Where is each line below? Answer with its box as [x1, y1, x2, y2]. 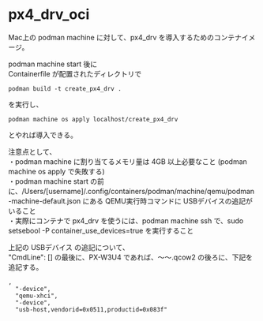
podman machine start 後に [8, 59, 97, 69]
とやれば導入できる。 [8, 130, 77, 140]
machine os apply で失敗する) [8, 166, 105, 176]
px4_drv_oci [8, 6, 90, 24]
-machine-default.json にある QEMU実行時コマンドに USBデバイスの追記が [8, 196, 253, 206]
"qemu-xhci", [15, 292, 58, 300]
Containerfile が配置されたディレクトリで [8, 69, 142, 78]
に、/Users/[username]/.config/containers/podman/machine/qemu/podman [8, 186, 255, 196]
